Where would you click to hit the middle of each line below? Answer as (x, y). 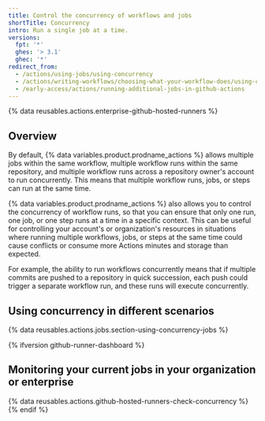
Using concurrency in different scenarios (111, 311)
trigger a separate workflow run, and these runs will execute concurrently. (129, 286)
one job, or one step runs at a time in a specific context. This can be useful (130, 221)
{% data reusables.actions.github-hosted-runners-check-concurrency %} (128, 401)
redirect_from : (33, 67)
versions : (24, 37)
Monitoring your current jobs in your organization (132, 370)
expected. (24, 254)
